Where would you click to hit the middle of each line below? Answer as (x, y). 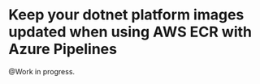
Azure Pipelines (63, 49)
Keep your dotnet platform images (126, 15)
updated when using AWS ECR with (130, 32)
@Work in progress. (42, 71)
